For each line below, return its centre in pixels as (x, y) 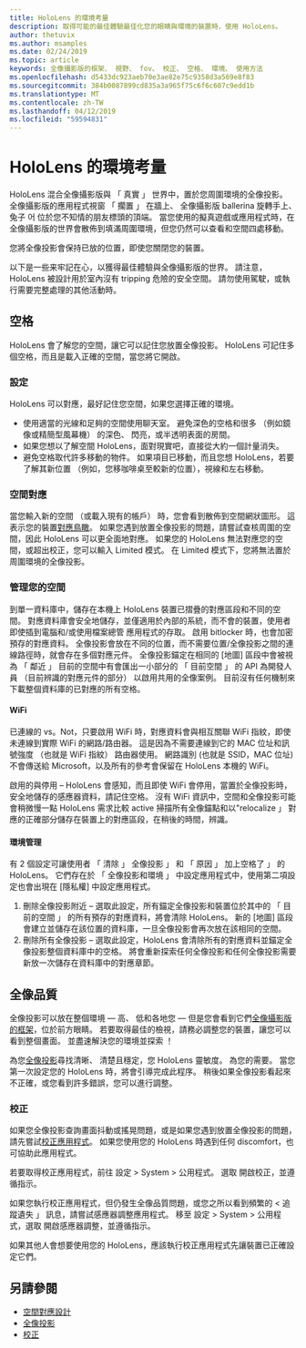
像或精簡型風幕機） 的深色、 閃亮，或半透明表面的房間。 (128, 434)
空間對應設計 (46, 1312)
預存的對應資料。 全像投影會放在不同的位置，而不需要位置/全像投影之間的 (148, 643)
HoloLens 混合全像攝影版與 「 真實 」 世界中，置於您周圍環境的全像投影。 (149, 194)
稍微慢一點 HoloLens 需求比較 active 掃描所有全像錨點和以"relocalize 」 (152, 808)
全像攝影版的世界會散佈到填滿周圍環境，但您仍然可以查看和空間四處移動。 (149, 229)
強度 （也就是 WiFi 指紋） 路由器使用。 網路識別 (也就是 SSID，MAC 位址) (155, 754)
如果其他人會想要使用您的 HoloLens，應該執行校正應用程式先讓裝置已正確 (148, 1245)
